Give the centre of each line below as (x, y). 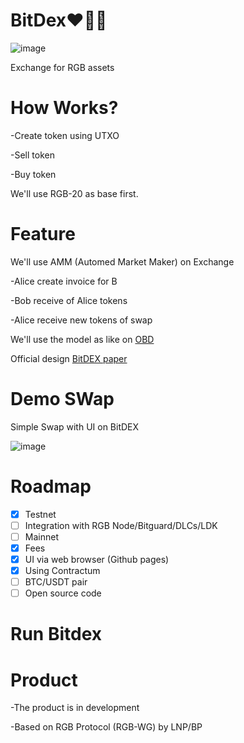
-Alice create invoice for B (64, 281)
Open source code (63, 593)
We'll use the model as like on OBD (82, 339)
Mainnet (41, 536)
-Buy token (33, 174)
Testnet (40, 514)
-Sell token (32, 155)
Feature (43, 234)
